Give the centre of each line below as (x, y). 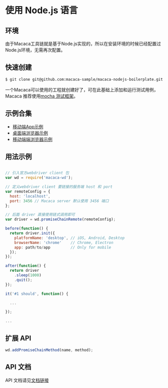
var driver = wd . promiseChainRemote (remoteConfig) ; (60, 220)
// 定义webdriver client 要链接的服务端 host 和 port (59, 187)
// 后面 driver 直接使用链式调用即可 (40, 215)
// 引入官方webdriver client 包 (37, 173)
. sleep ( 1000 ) (28, 275)
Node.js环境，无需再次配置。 (35, 50)
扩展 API (18, 338)
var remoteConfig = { (28, 191)
